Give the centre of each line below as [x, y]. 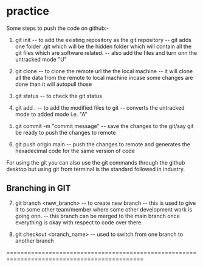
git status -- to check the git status [58, 96]
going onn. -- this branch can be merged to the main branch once [98, 216]
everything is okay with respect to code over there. [79, 222]
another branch [34, 240]
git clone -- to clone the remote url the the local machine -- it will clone [104, 71]
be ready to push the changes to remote [66, 132]
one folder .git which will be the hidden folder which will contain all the [103, 46]
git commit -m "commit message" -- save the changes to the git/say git [104, 126]
